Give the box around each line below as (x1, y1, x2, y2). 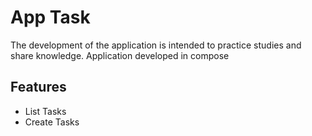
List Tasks (24, 105, 67, 117)
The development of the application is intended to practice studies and (10, 39, 302, 51)
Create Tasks (24, 116, 80, 128)
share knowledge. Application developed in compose (10, 49, 230, 61)
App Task (10, 6, 91, 29)
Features (10, 79, 67, 96)
